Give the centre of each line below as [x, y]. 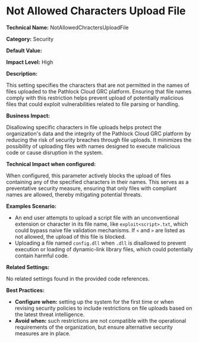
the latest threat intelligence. [50, 314]
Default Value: [24, 50]
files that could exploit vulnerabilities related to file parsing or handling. [93, 104]
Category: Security [30, 39]
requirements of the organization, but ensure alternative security [94, 327]
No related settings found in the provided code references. [78, 279]
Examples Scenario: [31, 206]
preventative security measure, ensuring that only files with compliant [91, 188]
